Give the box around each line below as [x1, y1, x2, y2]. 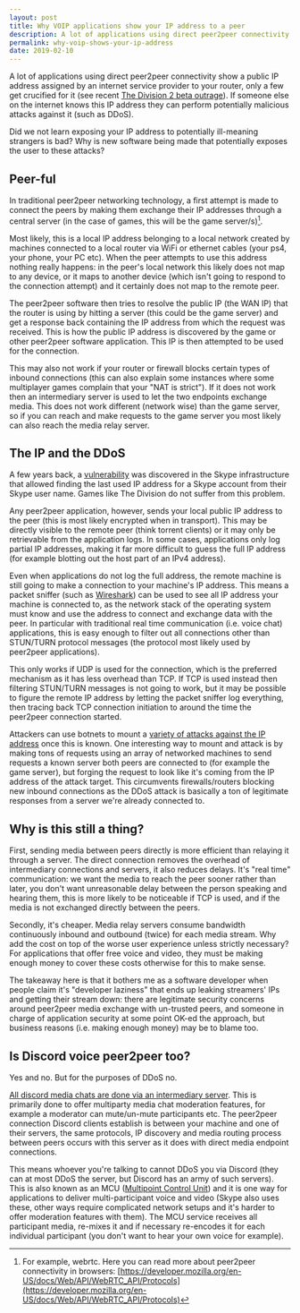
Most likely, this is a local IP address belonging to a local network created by [9, 233, 290, 243]
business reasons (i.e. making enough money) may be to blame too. [9, 1022, 259, 1034]
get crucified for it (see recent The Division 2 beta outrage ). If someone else [9, 90, 289, 101]
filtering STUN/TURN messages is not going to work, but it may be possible [9, 683, 287, 694]
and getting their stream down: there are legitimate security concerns [9, 994, 265, 1005]
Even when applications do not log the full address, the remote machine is [9, 570, 282, 582]
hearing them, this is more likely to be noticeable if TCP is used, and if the [9, 892, 280, 904]
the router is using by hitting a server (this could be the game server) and [9, 307, 279, 318]
